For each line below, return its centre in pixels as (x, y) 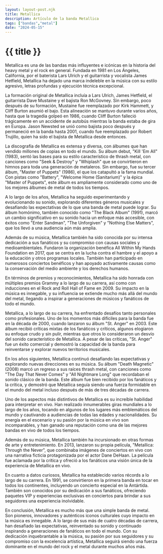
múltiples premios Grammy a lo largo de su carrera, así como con (71, 283)
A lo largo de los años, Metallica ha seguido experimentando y (67, 197)
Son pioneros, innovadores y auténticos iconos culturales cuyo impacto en (80, 516)
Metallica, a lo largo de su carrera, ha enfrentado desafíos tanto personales (81, 313)
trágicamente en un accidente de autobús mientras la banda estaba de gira (80, 121)
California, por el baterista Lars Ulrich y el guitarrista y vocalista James (76, 75)
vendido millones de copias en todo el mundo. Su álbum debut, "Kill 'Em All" (81, 151)
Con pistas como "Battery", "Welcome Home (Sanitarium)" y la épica (74, 177)
